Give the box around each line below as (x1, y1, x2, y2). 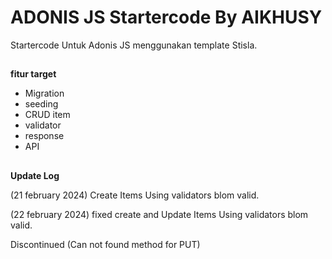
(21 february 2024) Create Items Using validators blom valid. (10, 189, 260, 201)
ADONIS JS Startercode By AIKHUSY (10, 6, 323, 29)
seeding (24, 98, 59, 110)
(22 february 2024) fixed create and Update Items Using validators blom (10, 208, 309, 220)
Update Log (10, 169, 60, 181)
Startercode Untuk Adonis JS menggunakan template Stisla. (10, 39, 258, 51)
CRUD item (24, 109, 71, 121)
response (24, 130, 65, 142)
